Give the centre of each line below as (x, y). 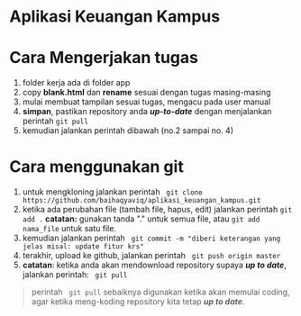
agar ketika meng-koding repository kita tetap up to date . (138, 302)
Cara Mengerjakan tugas (104, 58)
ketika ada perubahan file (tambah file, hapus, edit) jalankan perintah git (157, 210)
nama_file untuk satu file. (69, 229)
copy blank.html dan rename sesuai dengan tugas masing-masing (146, 93)
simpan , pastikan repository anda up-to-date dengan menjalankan (147, 112)
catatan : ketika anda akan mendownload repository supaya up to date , (154, 265)
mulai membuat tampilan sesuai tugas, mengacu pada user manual (146, 102)
